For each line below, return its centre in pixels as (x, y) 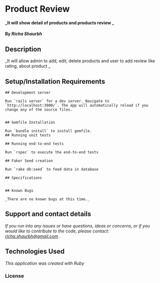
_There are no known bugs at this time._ (48, 199)
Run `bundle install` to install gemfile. (48, 131)
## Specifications (24, 178)
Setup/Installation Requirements (55, 81)
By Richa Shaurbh (24, 34)
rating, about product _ (28, 66)
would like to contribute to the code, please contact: (57, 231)
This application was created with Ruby (45, 263)
